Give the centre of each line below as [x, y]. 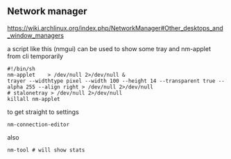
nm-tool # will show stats [46, 150]
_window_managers [36, 35]
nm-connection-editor [38, 124]
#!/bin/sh [22, 68]
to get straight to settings [43, 112]
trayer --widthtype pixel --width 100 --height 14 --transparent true [111, 81]
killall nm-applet [34, 99]
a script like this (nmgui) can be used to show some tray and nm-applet [109, 48]
